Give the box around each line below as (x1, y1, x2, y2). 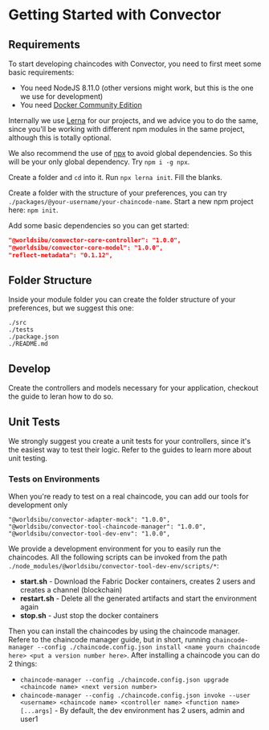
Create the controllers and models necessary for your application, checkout (8, 383, 259, 393)
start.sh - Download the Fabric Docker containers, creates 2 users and (19, 576, 255, 586)
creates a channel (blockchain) (19, 585, 123, 595)
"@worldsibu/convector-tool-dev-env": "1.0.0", (8, 530, 171, 538)
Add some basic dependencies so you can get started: (8, 221, 190, 230)
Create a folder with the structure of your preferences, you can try (8, 188, 227, 198)
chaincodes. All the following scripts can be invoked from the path (8, 552, 227, 562)
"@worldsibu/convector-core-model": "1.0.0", (8, 244, 163, 252)
